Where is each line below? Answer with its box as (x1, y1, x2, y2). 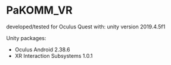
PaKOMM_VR (6, 4, 73, 17)
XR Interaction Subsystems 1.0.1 (14, 52, 93, 59)
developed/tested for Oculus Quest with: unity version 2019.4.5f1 (6, 23, 166, 30)
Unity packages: (6, 34, 46, 41)
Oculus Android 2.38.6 (14, 45, 70, 53)
